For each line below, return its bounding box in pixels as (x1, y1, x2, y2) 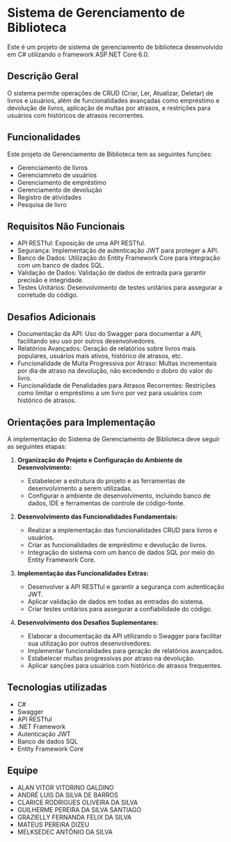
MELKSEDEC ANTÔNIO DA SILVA (17, 827, 113, 836)
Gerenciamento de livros (17, 163, 88, 171)
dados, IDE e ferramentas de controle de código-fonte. (27, 499, 186, 507)
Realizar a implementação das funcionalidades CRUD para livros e (27, 526, 218, 534)
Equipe (7, 765, 38, 776)
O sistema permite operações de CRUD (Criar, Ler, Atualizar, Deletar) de (7, 89, 214, 97)
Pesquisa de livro (17, 200, 67, 208)
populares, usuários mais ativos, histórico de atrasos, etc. (17, 352, 183, 360)
